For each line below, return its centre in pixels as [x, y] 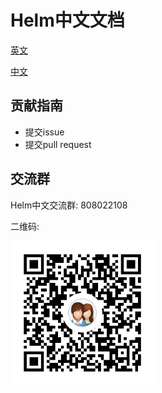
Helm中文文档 [67, 20]
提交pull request [58, 144]
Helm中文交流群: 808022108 [69, 205]
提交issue [44, 132]
